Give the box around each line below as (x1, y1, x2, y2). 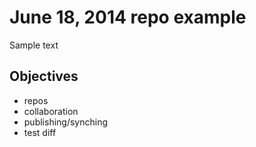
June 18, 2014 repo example (9, 6, 247, 29)
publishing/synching (23, 116, 109, 128)
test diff (23, 126, 57, 138)
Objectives (9, 68, 79, 85)
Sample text (9, 39, 59, 51)
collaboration (23, 105, 79, 117)
